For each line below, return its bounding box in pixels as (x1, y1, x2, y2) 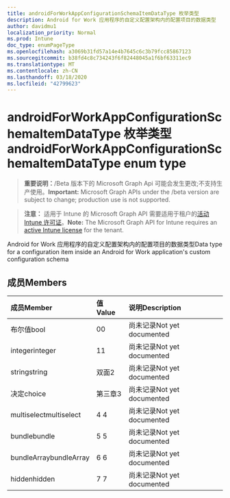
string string (10, 367, 48, 377)
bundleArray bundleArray (10, 453, 90, 462)
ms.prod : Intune (7, 36, 53, 42)
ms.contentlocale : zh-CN (7, 67, 78, 74)
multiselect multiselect (10, 410, 81, 419)
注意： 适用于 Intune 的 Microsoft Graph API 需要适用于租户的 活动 (23, 210, 210, 218)
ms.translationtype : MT (7, 61, 75, 68)
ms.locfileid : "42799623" (7, 80, 81, 87)
